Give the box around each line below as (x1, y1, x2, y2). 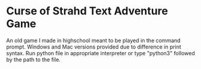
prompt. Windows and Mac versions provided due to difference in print (6, 43, 182, 50)
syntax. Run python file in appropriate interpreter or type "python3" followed (6, 49, 195, 56)
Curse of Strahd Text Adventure (6, 4, 168, 18)
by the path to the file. (6, 56, 61, 63)
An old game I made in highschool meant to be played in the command (6, 37, 181, 44)
